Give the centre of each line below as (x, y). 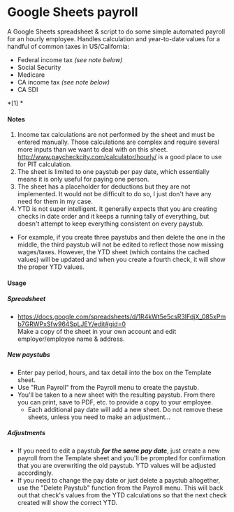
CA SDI (28, 89)
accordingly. (35, 473)
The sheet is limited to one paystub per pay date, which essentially (113, 172)
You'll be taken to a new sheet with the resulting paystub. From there (116, 395)
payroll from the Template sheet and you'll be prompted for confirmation (121, 458)
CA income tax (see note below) (64, 82)
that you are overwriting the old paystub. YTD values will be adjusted (117, 465)
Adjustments (27, 433)
